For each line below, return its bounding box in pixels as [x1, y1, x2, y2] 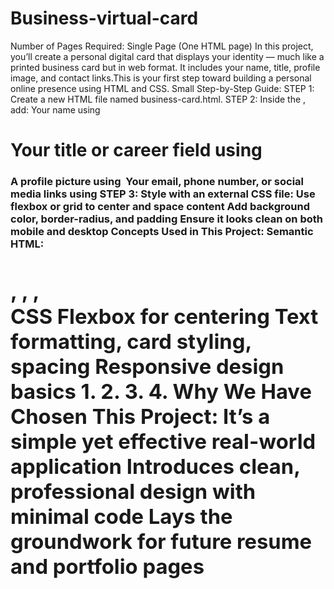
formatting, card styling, [10, 328, 252, 354]
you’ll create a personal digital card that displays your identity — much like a [10, 50, 325, 62]
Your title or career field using [10, 139, 263, 162]
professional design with [10, 478, 257, 504]
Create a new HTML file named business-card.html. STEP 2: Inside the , [10, 93, 307, 105]
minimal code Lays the [10, 503, 233, 529]
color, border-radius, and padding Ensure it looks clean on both [10, 212, 323, 226]
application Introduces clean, [10, 453, 301, 479]
